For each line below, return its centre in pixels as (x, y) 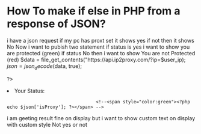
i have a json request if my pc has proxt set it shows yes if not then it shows (100, 40)
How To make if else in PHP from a (94, 11)
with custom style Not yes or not (47, 124)
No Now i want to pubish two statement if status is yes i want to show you (98, 47)
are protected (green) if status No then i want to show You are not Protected (101, 53)
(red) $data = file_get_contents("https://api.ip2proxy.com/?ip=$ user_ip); (96, 59)
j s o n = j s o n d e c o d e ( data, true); (45, 66)
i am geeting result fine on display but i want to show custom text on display (101, 118)
